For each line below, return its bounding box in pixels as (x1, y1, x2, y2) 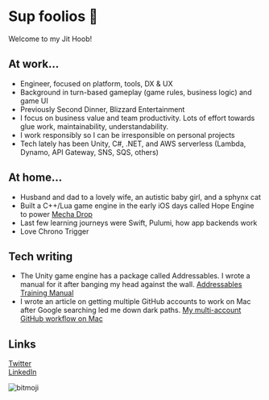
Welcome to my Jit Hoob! (8, 34, 93, 44)
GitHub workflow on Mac (19, 314, 103, 323)
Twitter (8, 359, 32, 369)
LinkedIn (8, 367, 37, 377)
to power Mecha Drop (19, 209, 93, 219)
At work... (8, 57, 60, 71)
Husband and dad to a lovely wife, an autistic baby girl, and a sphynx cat (19, 192, 262, 202)
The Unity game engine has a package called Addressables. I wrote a (19, 271, 251, 281)
